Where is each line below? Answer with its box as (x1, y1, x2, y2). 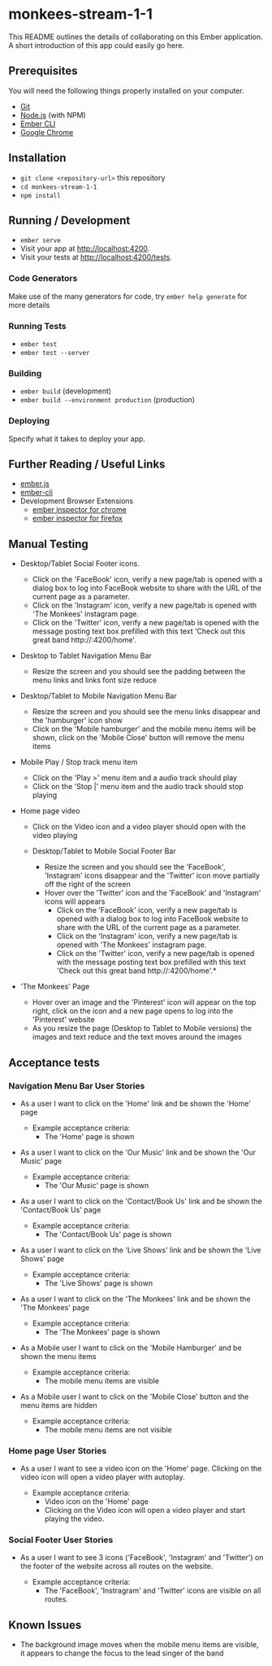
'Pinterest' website (32, 1015, 95, 1024)
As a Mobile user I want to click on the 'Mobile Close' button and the (19, 1392, 249, 1401)
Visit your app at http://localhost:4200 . (19, 243, 150, 253)
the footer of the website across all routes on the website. (19, 1561, 214, 1572)
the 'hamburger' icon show (32, 716, 123, 726)
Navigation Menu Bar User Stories (8, 1080, 145, 1091)
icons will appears (44, 897, 106, 906)
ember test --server (19, 349, 90, 357)
